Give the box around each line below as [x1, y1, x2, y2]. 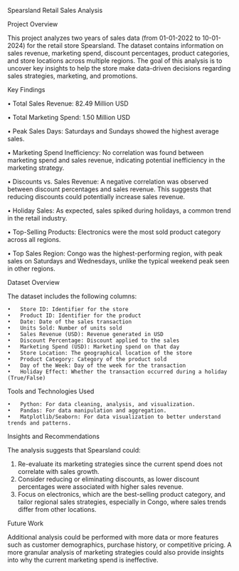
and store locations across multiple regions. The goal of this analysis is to [7, 56, 223, 65]
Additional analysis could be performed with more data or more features [7, 533, 219, 541]
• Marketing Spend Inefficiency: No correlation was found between [7, 148, 204, 156]
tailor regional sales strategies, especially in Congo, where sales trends [17, 497, 226, 506]
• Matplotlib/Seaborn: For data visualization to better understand [7, 413, 221, 420]
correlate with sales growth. [17, 468, 100, 475]
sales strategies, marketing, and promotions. [7, 71, 138, 80]
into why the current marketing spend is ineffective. [7, 556, 159, 564]
